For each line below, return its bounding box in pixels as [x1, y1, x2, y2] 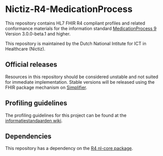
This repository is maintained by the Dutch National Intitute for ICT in [5, 40, 146, 46]
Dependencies [5, 132, 51, 140]
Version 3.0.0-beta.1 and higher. [5, 31, 71, 37]
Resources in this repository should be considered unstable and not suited [5, 74, 158, 80]
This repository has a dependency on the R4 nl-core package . [5, 145, 133, 151]
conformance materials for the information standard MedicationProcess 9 [5, 25, 156, 31]
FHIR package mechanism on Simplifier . [5, 84, 87, 90]
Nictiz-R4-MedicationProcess [5, 4, 132, 15]
